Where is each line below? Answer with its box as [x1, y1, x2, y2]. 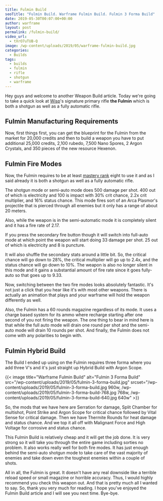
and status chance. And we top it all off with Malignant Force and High [5, 420, 146, 426]
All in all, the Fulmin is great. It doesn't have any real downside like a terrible [5, 470, 157, 476]
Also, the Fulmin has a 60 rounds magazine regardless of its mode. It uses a [5, 307, 157, 313]
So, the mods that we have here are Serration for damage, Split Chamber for [5, 404, 158, 410]
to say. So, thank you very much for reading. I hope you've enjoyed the [5, 485, 147, 491]
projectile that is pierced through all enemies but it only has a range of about [5, 203, 158, 209]
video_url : [5, 35, 27, 39]
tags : [5, 57, 16, 62]
